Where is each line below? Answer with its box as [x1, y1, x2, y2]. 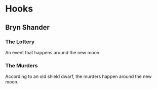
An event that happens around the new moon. [5, 49, 101, 55]
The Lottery [5, 38, 35, 45]
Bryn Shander [5, 23, 50, 32]
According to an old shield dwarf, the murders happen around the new [5, 73, 152, 79]
